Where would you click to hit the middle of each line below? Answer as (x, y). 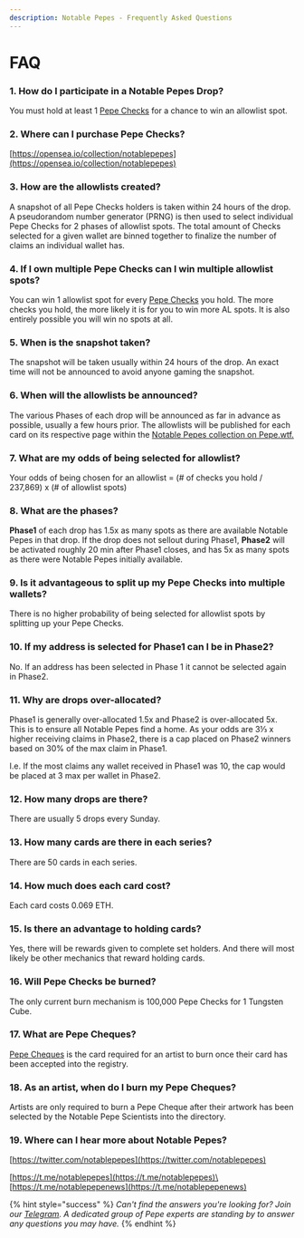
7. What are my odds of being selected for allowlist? (125, 458)
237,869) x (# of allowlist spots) (68, 487)
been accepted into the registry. (69, 1064)
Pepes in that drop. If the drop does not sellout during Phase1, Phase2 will (147, 540)
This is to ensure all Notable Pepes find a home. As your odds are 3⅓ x (142, 730)
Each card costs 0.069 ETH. (62, 905)
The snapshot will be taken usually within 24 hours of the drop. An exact (144, 363)
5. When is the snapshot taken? (80, 343)
